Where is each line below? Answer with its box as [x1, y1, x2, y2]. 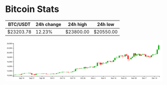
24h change [35, 21, 61, 27]
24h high [67, 21, 87, 27]
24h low [96, 21, 114, 27]
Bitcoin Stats [5, 3, 59, 15]
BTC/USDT [8, 21, 31, 27]
